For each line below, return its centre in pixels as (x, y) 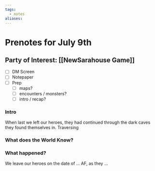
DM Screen (23, 72)
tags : (10, 9)
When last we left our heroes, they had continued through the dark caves (78, 122)
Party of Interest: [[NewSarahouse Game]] (70, 60)
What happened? (26, 153)
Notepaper (23, 77)
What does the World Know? (39, 140)
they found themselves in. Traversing (42, 128)
